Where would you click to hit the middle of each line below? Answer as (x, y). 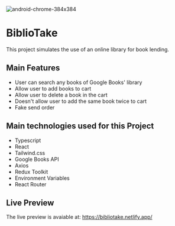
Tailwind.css (30, 153)
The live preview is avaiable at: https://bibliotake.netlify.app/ (79, 217)
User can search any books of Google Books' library (78, 82)
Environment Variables (42, 178)
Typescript (28, 140)
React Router (30, 184)
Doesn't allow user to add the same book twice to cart (80, 101)
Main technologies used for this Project (80, 126)
